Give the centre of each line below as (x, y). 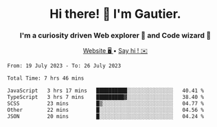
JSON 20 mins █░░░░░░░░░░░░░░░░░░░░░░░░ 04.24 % (106, 116)
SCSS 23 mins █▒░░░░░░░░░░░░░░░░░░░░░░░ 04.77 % (106, 103)
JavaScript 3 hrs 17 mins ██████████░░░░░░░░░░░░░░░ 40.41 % (106, 91)
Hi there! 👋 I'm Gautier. (115, 14)
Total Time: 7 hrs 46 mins (46, 78)
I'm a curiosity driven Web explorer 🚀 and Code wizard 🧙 (115, 36)
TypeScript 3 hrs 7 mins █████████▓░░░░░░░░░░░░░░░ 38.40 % (106, 97)
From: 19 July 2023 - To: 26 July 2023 (64, 66)
